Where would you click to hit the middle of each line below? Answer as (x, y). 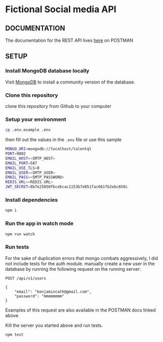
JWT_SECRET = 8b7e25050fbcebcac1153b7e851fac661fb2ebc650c (67, 187)
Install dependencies (32, 199)
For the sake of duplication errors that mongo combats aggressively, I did (82, 258)
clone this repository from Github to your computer (58, 106)
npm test (14, 334)
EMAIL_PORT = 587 (21, 163)
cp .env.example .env (28, 130)
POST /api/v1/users (26, 278)
